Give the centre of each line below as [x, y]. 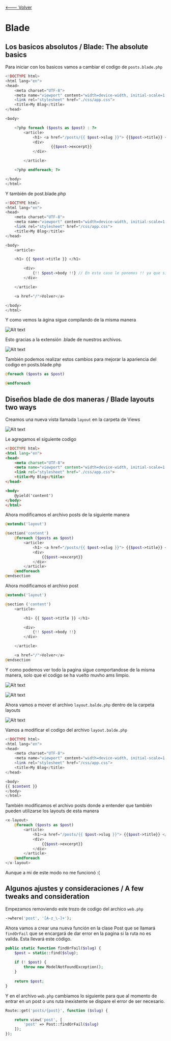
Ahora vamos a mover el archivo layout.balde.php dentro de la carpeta [80, 705]
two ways [21, 407]
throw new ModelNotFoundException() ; [63, 967]
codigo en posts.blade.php [33, 365]
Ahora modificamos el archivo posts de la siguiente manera [67, 515]
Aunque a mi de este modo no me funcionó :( [53, 873]
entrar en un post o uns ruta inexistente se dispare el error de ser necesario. [85, 1001]
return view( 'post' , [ [38, 1020]
